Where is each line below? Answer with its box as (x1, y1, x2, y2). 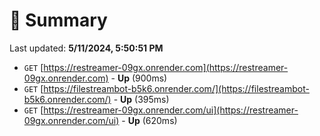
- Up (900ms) (110, 72, 168, 84)
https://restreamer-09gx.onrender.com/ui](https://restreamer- (43, 104, 299, 116)
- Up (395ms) (113, 93, 170, 105)
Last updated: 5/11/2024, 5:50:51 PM (9, 42, 164, 54)
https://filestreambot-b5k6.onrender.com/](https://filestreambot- (43, 82, 310, 94)
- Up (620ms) (121, 114, 178, 126)
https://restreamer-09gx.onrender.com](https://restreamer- (43, 61, 289, 73)
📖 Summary (9, 9, 108, 32)
